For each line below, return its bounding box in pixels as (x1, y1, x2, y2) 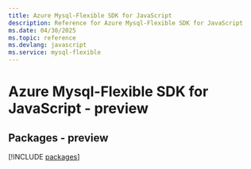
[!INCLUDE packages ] (8, 152, 80, 161)
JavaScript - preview (8, 100, 149, 117)
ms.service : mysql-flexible (8, 48, 102, 56)
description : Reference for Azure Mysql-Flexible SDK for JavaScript (8, 19, 244, 27)
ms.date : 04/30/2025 (8, 26, 77, 34)
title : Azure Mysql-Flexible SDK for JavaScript (8, 11, 172, 20)
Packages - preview (8, 131, 109, 144)
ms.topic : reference (8, 33, 77, 42)
